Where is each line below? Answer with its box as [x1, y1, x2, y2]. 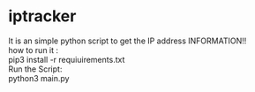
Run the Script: [8, 64, 63, 74]
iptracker [8, 6, 77, 27]
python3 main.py [8, 73, 70, 83]
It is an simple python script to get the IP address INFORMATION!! [8, 35, 247, 46]
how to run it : [8, 44, 59, 55]
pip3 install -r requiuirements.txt [8, 54, 125, 65]
